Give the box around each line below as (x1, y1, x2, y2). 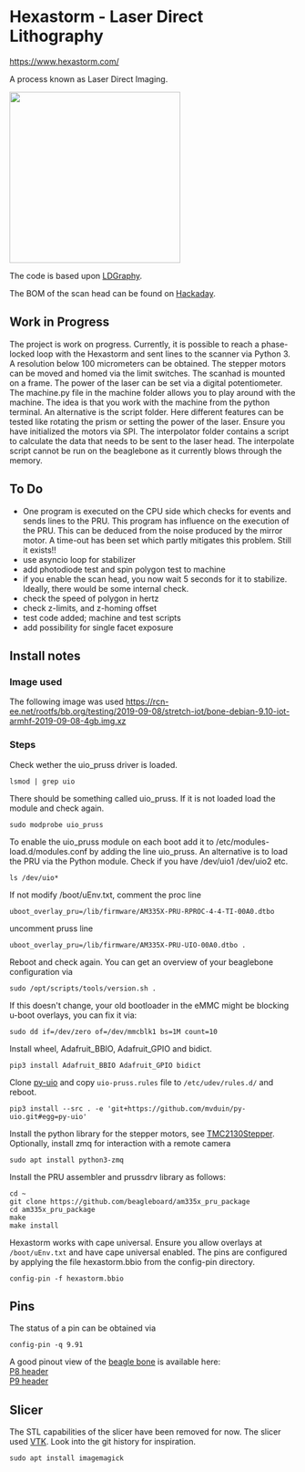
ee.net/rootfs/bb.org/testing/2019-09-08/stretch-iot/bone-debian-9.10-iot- (9, 706, 290, 717)
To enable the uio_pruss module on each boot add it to (9, 836, 214, 847)
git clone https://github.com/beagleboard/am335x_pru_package (9, 1197, 250, 1206)
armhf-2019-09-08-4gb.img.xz (9, 716, 127, 727)
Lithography (9, 26, 104, 47)
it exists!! (22, 544, 56, 555)
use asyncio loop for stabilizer (22, 554, 137, 565)
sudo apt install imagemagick (9, 1454, 125, 1463)
